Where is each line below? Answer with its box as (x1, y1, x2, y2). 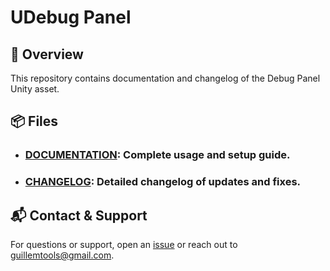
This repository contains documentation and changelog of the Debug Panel (10, 72, 321, 84)
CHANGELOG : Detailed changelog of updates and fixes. (24, 175, 302, 189)
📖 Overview (10, 46, 84, 63)
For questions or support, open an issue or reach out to (10, 239, 238, 251)
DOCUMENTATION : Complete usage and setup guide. (24, 148, 291, 162)
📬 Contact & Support (10, 207, 148, 224)
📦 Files (10, 113, 59, 130)
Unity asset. (10, 83, 60, 95)
